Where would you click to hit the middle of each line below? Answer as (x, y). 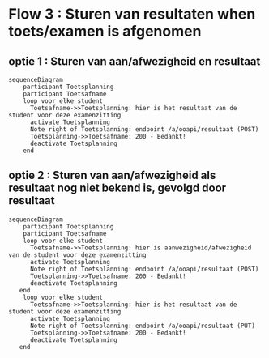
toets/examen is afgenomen (105, 31)
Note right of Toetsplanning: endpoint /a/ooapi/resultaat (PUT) (142, 326)
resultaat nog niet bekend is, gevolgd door (117, 188)
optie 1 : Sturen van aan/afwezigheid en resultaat (134, 61)
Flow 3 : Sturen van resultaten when (132, 14)
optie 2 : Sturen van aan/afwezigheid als (112, 175)
